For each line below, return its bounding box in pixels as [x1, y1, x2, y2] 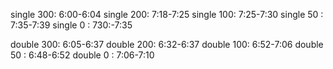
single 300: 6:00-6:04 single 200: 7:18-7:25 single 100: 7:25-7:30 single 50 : [10, 9, 324, 20]
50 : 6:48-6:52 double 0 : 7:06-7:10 [10, 49, 155, 61]
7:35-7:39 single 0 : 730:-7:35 [10, 19, 133, 31]
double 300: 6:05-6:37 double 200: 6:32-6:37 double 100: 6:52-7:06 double [10, 39, 324, 50]
